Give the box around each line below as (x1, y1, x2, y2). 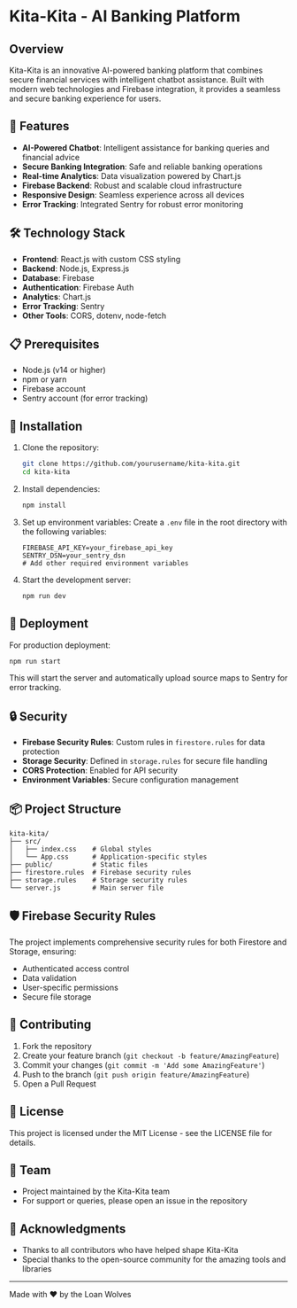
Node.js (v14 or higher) (21, 365, 106, 376)
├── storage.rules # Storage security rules (9, 876, 188, 885)
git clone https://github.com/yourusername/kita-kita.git (21, 459, 240, 469)
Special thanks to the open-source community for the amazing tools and (21, 1254, 286, 1265)
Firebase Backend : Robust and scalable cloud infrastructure (21, 180, 242, 191)
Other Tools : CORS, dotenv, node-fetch (21, 310, 167, 321)
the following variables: (21, 526, 108, 537)
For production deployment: (9, 640, 110, 650)
